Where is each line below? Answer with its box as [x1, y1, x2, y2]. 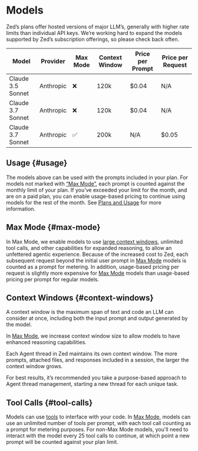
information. [6, 205, 36, 212]
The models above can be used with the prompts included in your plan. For [6, 174, 189, 181]
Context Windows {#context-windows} [6, 293, 154, 303]
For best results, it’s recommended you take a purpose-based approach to [6, 374, 187, 381]
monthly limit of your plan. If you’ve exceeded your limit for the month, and [6, 186, 187, 193]
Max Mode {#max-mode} [6, 222, 101, 232]
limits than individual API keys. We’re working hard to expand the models [6, 29, 183, 36]
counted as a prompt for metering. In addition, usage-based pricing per [6, 263, 180, 270]
